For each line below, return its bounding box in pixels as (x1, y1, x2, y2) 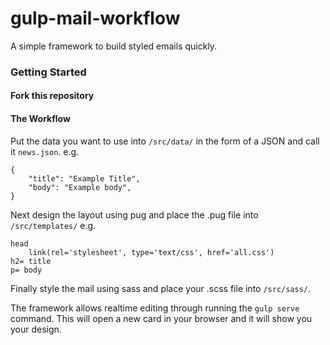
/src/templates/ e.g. (10, 219, 97, 231)
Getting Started (10, 65, 87, 79)
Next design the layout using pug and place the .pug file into (10, 208, 259, 221)
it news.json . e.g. (10, 145, 80, 157)
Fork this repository (10, 90, 95, 102)
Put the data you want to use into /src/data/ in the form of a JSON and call (10, 135, 320, 147)
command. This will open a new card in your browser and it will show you (10, 312, 313, 324)
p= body (10, 265, 43, 275)
